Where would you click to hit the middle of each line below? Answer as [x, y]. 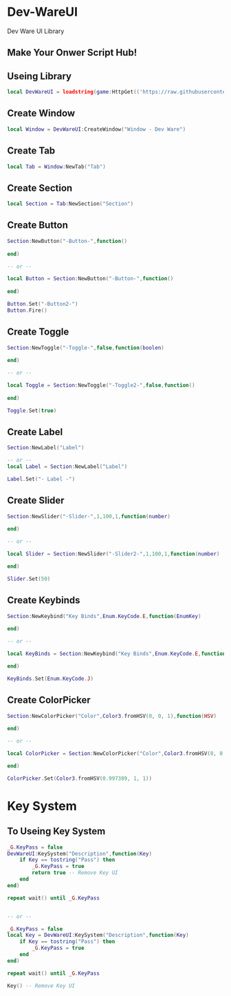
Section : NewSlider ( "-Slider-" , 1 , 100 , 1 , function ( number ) [89, 516]
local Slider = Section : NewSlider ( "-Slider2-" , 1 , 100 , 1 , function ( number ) [113, 554]
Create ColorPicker [49, 700]
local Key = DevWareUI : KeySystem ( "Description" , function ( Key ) [98, 935]
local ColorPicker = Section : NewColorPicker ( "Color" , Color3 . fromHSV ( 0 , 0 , [117, 754]
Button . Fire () [27, 310]
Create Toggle [38, 332]
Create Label [35, 432]
